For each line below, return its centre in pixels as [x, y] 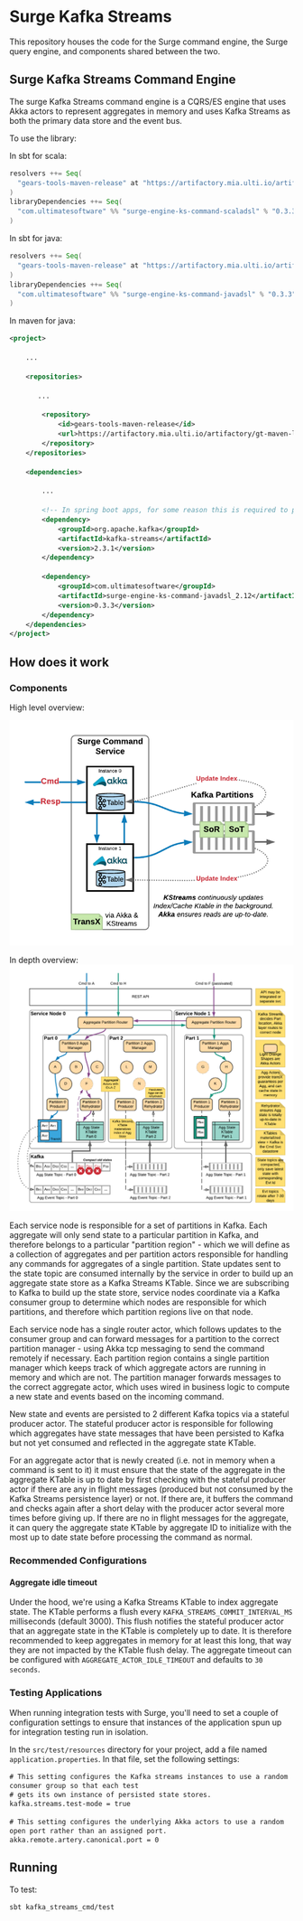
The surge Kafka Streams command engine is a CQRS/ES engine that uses [148, 101]
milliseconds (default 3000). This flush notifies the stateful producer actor [147, 1621]
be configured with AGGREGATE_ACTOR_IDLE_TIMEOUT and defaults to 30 [136, 1660]
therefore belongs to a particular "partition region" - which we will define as [150, 1245]
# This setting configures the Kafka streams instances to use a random [149, 1776]
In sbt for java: [36, 238]
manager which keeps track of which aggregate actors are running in [138, 1368]
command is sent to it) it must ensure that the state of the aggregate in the [147, 1470]
